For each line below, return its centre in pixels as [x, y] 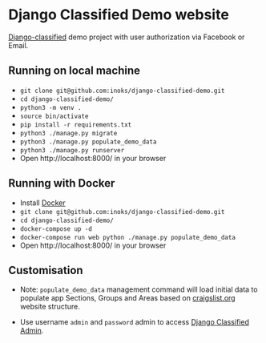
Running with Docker [62, 183]
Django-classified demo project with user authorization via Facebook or [127, 37]
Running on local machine [74, 71]
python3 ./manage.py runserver [72, 150]
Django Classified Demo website [119, 15]
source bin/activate [54, 116]
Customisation [46, 270]
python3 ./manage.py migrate [69, 133]
